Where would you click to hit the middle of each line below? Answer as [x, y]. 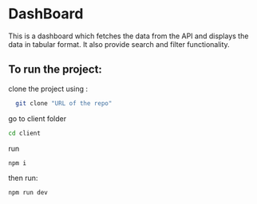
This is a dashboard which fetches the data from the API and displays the [128, 36]
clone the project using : [48, 88]
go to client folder [37, 118]
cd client [25, 133]
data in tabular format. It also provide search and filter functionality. [119, 44]
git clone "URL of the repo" [64, 103]
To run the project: [55, 70]
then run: [23, 178]
